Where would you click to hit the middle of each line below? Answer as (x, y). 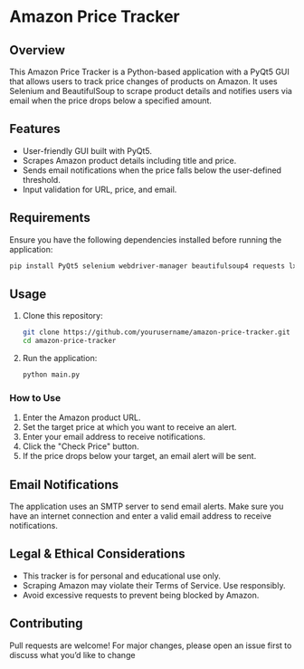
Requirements (50, 218)
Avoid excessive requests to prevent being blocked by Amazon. (141, 595)
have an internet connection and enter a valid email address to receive (140, 516)
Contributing (46, 623)
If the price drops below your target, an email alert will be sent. (139, 456)
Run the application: (60, 358)
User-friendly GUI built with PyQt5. (87, 150)
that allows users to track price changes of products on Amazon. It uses (143, 81)
